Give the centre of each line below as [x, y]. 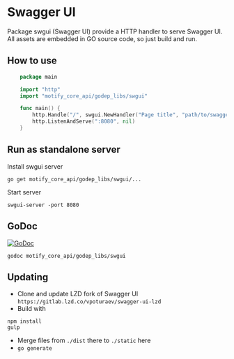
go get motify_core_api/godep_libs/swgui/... [74, 179]
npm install [24, 321]
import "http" [40, 89]
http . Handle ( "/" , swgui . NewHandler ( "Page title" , [106, 115]
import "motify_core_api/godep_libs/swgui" [84, 96]
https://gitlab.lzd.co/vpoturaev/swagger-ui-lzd [89, 302]
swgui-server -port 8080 [43, 205]
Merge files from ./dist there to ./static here [84, 341]
